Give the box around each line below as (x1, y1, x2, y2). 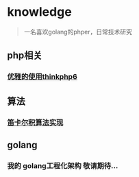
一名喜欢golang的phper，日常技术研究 (23, 27, 132, 36)
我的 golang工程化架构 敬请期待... (7, 161, 118, 170)
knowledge (7, 4, 72, 20)
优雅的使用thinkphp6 (7, 72, 77, 82)
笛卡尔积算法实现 (7, 117, 64, 127)
